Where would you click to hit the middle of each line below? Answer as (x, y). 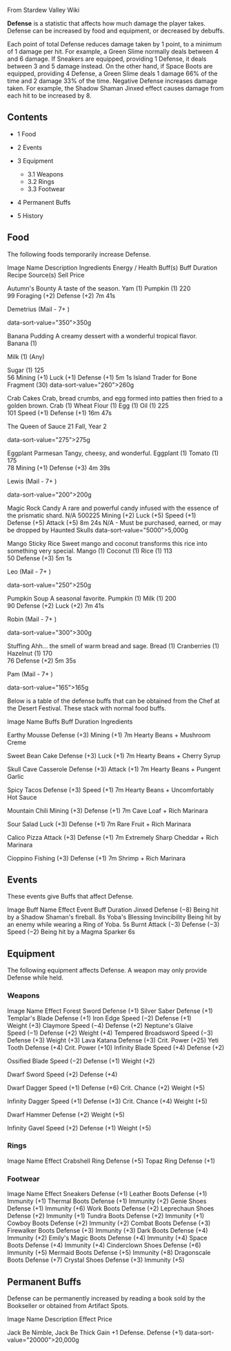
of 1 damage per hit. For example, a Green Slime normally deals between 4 (113, 52)
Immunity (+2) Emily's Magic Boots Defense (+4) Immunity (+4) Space (107, 1238)
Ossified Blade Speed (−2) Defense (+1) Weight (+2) (81, 1060)
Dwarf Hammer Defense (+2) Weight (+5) (66, 1114)
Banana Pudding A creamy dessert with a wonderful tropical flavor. (102, 336)
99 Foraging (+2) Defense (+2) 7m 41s (61, 295)
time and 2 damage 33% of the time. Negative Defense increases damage (112, 81)
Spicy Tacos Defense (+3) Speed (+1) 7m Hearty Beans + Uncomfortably (111, 790)
